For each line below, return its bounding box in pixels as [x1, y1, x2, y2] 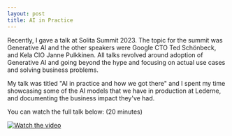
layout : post [7, 10, 45, 17]
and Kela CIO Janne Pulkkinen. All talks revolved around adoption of [7, 50, 203, 59]
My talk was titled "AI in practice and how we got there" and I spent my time [7, 79, 226, 87]
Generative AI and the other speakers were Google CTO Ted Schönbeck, [7, 43, 217, 52]
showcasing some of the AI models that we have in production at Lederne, [7, 86, 222, 95]
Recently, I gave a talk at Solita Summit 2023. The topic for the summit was [7, 36, 223, 44]
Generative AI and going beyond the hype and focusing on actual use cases [7, 58, 226, 66]
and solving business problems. [7, 66, 99, 74]
